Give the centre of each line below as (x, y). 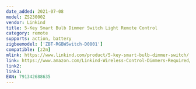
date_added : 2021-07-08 (35, 11)
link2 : (14, 66)
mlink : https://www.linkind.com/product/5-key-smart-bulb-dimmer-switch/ (98, 55)
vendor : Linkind (26, 22)
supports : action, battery (39, 39)
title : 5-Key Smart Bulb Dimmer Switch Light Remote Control (82, 28)
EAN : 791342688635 (28, 77)
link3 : (14, 71)
